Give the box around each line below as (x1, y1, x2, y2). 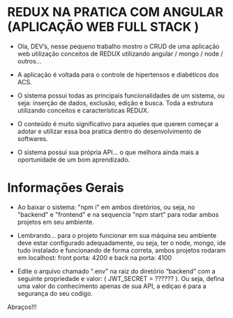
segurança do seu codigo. (17, 289, 93, 297)
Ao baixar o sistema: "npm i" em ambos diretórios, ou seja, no (17, 203, 195, 211)
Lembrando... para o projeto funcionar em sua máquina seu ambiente (17, 231, 217, 239)
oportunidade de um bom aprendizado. (17, 155, 130, 164)
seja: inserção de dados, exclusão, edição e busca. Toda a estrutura (17, 98, 213, 107)
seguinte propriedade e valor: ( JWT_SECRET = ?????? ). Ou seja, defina (17, 274, 225, 282)
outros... (17, 56, 42, 65)
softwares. (17, 134, 49, 143)
